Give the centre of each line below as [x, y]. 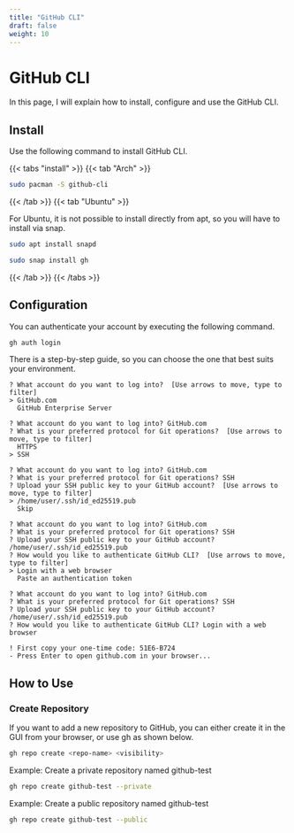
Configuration [49, 305]
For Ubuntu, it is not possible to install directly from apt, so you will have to [145, 219]
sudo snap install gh [49, 260]
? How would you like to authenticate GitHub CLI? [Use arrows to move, [148, 555]
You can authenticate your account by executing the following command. [142, 326]
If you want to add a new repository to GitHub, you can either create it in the [147, 728]
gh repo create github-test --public [79, 820]
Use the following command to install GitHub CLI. [98, 151]
